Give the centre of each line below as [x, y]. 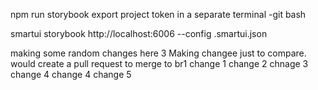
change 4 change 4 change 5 [71, 74]
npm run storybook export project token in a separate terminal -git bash [158, 14]
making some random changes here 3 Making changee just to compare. [158, 53]
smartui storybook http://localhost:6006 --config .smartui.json [139, 33]
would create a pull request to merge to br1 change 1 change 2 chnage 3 [159, 63]
